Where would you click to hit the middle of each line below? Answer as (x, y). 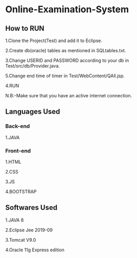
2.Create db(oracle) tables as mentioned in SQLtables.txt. (66, 50)
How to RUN (25, 28)
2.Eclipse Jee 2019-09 (29, 230)
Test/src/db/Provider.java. (33, 66)
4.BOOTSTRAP (21, 191)
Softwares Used (31, 208)
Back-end (18, 126)
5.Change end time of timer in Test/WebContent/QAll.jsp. (65, 76)
